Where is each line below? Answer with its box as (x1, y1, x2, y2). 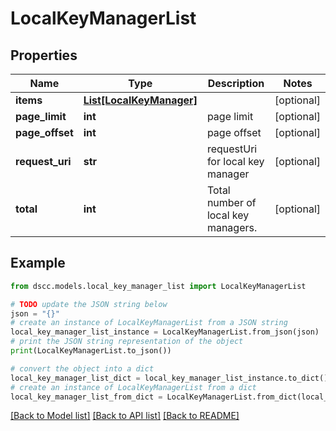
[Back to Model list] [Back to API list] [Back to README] (10, 410, 240, 422)
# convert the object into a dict (10, 363, 155, 374)
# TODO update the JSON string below (10, 299, 168, 309)
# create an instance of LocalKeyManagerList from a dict (10, 382, 257, 392)
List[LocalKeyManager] (83, 93, 198, 107)
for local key (206, 155, 265, 168)
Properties (10, 47, 78, 64)
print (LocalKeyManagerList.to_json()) (10, 346, 172, 356)
